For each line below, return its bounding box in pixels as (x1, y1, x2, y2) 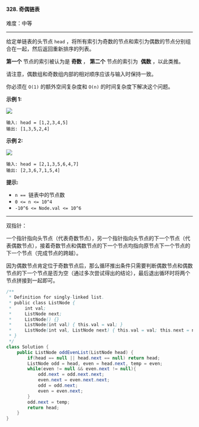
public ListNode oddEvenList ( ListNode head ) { (17, 349, 134, 355)
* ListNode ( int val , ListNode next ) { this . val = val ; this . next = (8, 327, 190, 333)
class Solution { (6, 344, 49, 350)
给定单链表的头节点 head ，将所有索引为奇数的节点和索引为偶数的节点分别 (6, 38, 186, 45)
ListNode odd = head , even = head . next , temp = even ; (27, 361, 163, 367)
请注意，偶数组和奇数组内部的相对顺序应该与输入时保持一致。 (6, 71, 157, 78)
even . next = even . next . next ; (37, 377, 110, 383)
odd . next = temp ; (27, 399, 70, 405)
